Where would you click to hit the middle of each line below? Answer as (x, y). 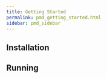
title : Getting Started (36, 12)
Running (23, 68)
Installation (28, 47)
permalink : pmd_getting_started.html (54, 17)
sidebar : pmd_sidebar (34, 23)
